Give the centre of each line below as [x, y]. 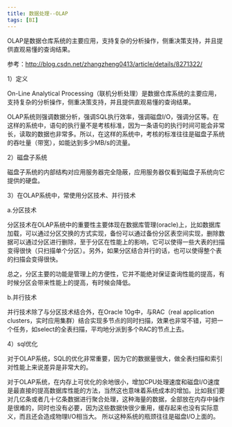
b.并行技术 [22, 297]
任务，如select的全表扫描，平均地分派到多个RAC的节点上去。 [100, 329]
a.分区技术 [22, 210]
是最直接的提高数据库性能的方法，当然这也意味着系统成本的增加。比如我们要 [116, 390]
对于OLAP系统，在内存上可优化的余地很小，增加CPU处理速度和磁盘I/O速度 [114, 381]
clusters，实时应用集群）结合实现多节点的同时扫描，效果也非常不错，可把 [112, 320]
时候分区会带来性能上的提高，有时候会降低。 [71, 282]
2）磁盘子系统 [27, 157]
